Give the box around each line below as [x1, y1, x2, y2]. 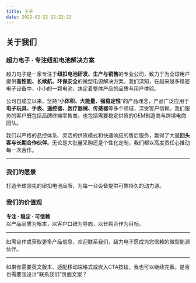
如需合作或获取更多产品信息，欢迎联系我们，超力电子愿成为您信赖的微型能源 [6, 238, 190, 245]
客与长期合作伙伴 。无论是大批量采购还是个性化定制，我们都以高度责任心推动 [6, 139, 190, 146]
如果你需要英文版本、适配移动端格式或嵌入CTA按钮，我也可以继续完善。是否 [6, 263, 190, 270]
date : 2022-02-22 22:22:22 [6, 14, 72, 20]
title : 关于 [6, 8, 33, 15]
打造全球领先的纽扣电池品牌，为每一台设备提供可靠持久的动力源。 [6, 182, 164, 189]
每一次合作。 [6, 147, 37, 154]
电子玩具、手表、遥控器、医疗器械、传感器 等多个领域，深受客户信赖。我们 [6, 105, 185, 112]
